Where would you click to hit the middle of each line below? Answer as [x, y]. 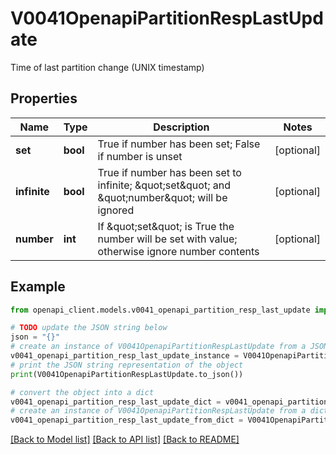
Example [38, 287]
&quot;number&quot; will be [162, 197]
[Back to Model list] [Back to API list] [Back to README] [125, 439]
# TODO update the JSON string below [89, 328]
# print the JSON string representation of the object [127, 365]
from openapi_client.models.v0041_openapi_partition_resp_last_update [160, 310]
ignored [116, 210]
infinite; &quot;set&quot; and [164, 185]
